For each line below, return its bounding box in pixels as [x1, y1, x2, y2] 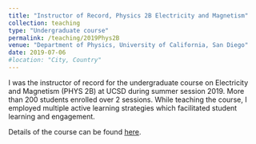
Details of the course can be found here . [8, 126, 142, 136]
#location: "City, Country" [8, 56, 102, 64]
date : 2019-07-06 [8, 49, 66, 56]
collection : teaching [8, 19, 81, 27]
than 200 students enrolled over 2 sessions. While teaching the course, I [8, 95, 247, 104]
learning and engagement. [8, 111, 96, 121]
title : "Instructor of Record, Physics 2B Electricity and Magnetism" [8, 11, 249, 20]
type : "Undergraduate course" [8, 26, 110, 34]
